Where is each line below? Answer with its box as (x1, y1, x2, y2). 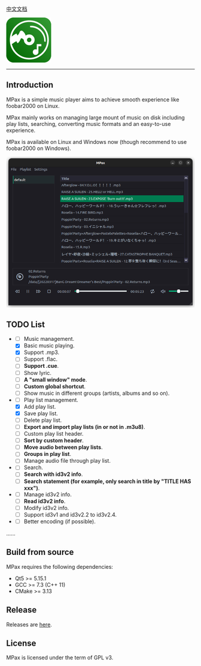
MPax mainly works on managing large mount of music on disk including (6, 113, 185, 121)
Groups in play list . (23, 451, 72, 458)
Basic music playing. (23, 342, 75, 349)
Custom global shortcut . (23, 383, 86, 390)
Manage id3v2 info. (23, 491, 72, 498)
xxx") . (23, 484, 40, 491)
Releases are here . (6, 620, 53, 628)
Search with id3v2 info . (23, 470, 83, 478)
